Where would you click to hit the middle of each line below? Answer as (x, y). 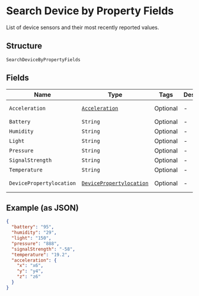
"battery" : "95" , (33, 227)
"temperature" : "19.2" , (41, 254)
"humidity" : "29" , (34, 233)
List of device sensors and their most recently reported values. (83, 27)
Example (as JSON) (42, 208)
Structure (24, 46)
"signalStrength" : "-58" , (44, 249)
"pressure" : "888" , (36, 244)
